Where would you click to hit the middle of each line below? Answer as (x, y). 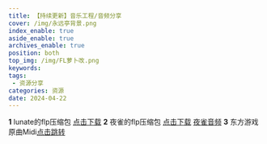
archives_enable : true (47, 46)
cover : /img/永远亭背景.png (53, 23)
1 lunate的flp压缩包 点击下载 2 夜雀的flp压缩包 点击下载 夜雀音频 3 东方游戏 (133, 122)
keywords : (25, 68)
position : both (34, 53)
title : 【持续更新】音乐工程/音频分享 (65, 16)
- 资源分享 (28, 83)
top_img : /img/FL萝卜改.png (54, 61)
